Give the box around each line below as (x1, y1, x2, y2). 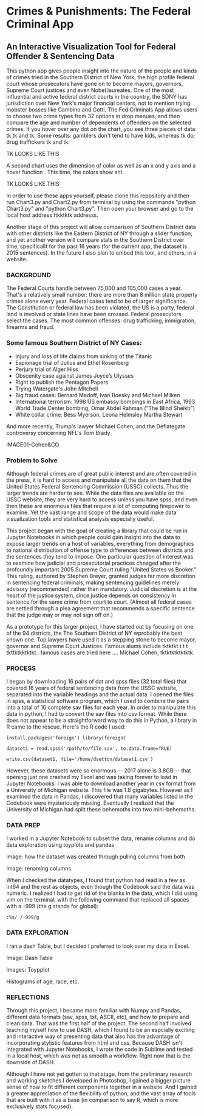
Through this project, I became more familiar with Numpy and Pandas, (6, 1007, 182, 1014)
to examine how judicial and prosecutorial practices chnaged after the (6, 559, 181, 567)
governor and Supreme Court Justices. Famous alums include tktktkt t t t (6, 642, 188, 649)
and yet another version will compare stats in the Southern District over (6, 236, 185, 243)
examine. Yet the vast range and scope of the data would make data (6, 509, 177, 516)
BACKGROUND (6, 270, 52, 279)
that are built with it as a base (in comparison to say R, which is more (6, 1097, 178, 1104)
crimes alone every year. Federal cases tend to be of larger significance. (6, 297, 188, 305)
